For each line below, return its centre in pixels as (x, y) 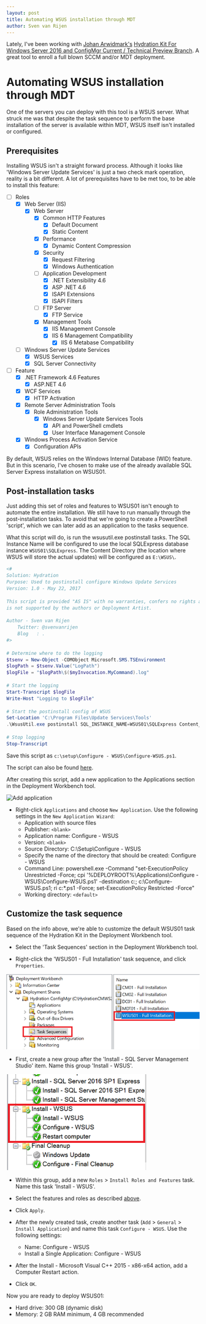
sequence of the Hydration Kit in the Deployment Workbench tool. (90, 935)
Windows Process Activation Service (71, 439)
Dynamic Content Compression (91, 246)
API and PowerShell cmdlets (87, 426)
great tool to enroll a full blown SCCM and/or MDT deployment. (86, 57)
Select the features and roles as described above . (78, 1198)
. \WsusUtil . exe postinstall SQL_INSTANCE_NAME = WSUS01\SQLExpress (91, 724)
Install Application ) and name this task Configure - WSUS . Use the (101, 1228)
